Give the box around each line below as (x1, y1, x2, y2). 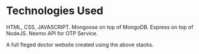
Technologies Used (6, 4, 104, 18)
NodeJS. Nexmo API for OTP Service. (6, 29, 98, 36)
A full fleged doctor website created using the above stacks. (6, 41, 154, 48)
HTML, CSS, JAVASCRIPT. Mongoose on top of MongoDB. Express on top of (6, 23, 194, 31)
